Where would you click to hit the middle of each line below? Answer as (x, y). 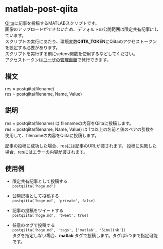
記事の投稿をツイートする (38, 210)
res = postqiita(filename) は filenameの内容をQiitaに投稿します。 (69, 123)
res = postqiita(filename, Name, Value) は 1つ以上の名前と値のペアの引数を (80, 129)
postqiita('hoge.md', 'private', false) (54, 201)
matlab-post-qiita (42, 9)
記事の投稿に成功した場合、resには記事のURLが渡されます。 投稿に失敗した (81, 145)
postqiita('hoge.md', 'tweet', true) (50, 216)
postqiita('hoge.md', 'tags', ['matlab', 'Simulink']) (69, 230)
